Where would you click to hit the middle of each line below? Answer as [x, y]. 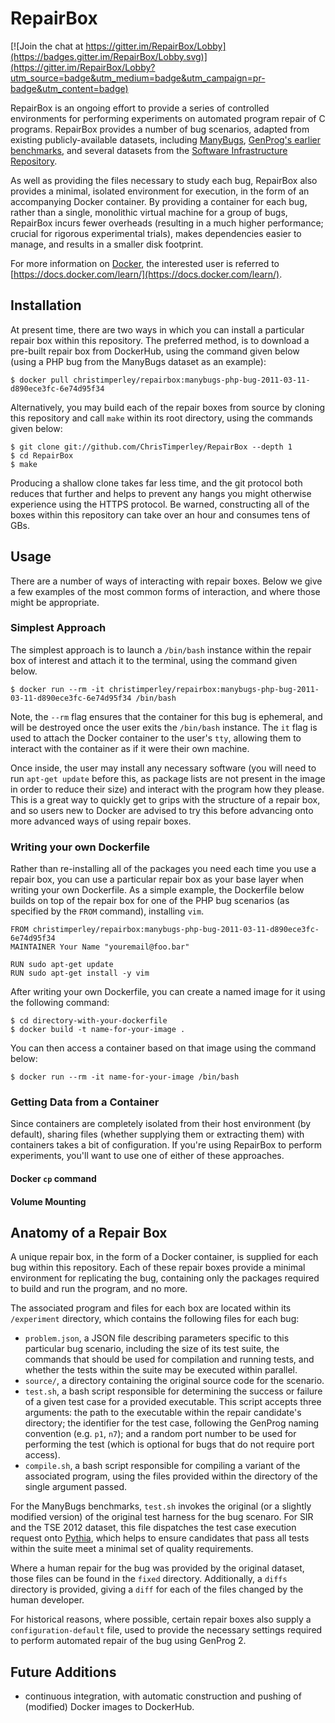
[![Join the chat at [47, 46]
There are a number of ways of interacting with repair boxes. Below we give [166, 581]
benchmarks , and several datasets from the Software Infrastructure [149, 150]
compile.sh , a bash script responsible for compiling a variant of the [162, 1466]
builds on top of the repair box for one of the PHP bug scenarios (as [150, 901]
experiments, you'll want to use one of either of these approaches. [147, 1156]
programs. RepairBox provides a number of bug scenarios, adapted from [160, 129]
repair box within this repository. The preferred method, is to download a [160, 340]
